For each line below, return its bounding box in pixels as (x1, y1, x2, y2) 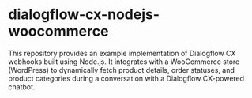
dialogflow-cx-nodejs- (8, 6, 160, 24)
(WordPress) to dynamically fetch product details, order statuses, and (8, 65, 235, 74)
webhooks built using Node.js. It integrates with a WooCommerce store (8, 57, 240, 66)
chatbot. (8, 81, 36, 92)
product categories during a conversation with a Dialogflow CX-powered (8, 73, 245, 83)
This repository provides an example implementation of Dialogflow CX (8, 48, 236, 58)
